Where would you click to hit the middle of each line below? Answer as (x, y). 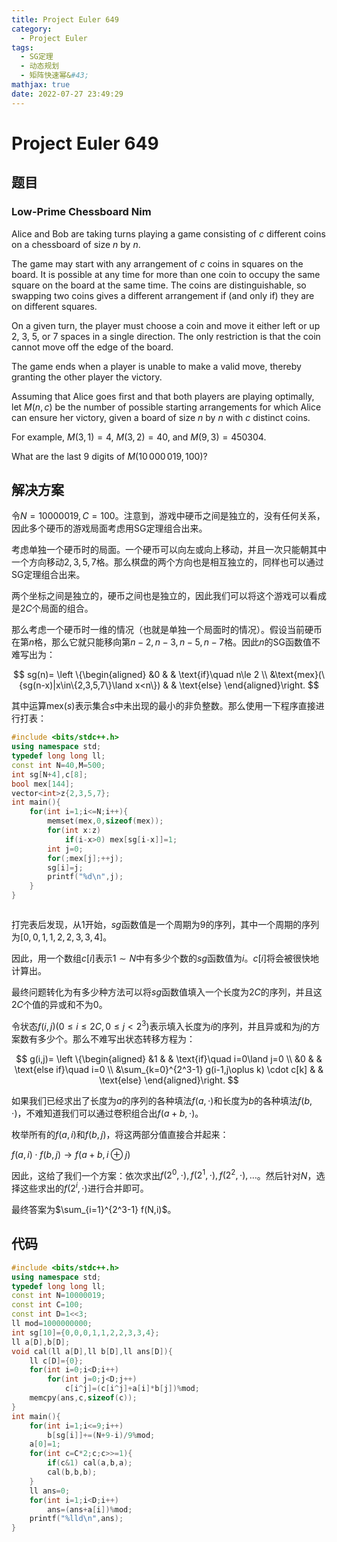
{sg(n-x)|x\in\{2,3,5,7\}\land (76, 685)
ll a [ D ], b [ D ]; (41, 1342)
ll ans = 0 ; (50, 1491)
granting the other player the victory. (87, 377)
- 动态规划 (40, 66)
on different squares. (54, 306)
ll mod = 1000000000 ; (52, 1324)
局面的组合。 (67, 608)
